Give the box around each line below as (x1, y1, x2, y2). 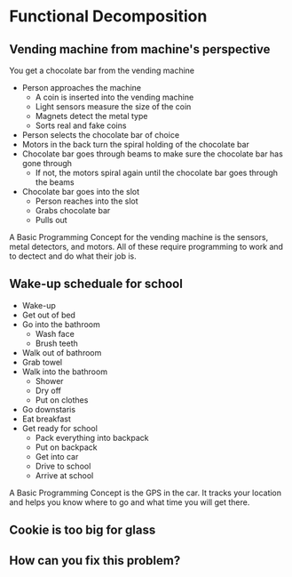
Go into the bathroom (21, 318, 100, 330)
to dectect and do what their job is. (9, 251, 138, 261)
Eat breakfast (21, 413, 71, 424)
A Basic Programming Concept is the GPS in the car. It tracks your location (9, 487, 282, 498)
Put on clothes (35, 394, 89, 405)
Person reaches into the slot (35, 196, 138, 206)
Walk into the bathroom (21, 366, 108, 377)
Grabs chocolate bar (35, 205, 111, 215)
